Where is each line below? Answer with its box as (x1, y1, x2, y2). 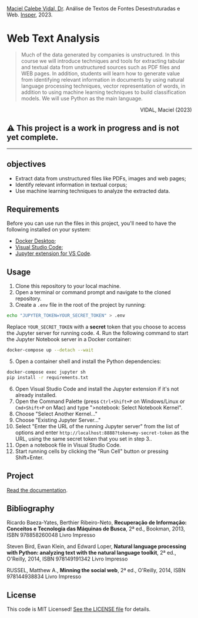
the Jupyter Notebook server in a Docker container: (6, 336, 132, 343)
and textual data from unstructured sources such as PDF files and (21, 63, 181, 70)
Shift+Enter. (15, 454, 44, 461)
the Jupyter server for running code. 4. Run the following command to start (6, 330, 189, 337)
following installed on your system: (6, 226, 91, 233)
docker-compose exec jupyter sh (6, 369, 86, 375)
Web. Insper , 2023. (6, 11, 53, 18)
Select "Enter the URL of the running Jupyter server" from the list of (15, 422, 180, 429)
